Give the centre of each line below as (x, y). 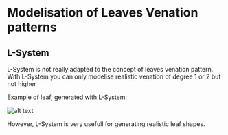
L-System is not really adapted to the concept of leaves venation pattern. (110, 69)
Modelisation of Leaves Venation (103, 13)
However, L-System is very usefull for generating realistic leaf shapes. (106, 124)
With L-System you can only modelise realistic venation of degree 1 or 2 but (114, 76)
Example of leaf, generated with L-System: (67, 97)
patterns (32, 27)
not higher (22, 84)
